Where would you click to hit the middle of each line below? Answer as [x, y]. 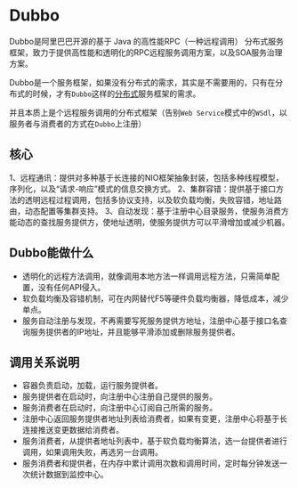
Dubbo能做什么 [52, 253]
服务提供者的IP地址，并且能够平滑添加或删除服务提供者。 [135, 331]
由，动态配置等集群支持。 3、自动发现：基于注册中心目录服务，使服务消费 [145, 211]
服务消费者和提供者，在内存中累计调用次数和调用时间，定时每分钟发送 [151, 463]
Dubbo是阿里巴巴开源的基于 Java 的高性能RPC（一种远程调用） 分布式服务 [147, 41]
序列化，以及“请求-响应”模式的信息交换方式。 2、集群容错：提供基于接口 [143, 189]
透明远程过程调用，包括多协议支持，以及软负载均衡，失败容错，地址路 [153, 199]
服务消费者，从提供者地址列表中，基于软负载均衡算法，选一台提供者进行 [154, 441]
